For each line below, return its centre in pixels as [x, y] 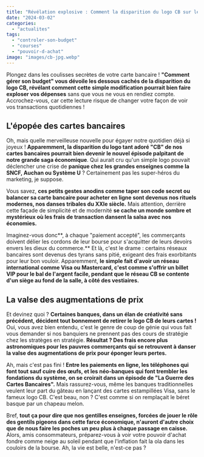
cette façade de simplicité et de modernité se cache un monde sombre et [99, 211]
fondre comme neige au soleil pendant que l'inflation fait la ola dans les [95, 441]
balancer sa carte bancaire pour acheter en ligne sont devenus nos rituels [101, 198]
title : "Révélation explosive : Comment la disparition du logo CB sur [99, 12]
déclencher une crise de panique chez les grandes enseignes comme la [98, 166]
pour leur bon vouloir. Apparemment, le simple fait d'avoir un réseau [93, 261]
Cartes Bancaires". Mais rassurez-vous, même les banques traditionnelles [100, 385]
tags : [13, 35]
